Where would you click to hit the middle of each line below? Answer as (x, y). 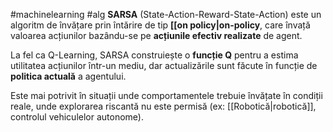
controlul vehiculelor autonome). (77, 117)
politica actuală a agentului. (68, 76)
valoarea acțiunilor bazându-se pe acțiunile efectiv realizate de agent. (156, 35)
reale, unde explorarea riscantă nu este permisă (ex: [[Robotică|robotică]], (163, 106)
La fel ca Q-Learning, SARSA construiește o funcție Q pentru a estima (154, 55)
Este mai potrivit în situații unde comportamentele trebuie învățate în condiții (166, 95)
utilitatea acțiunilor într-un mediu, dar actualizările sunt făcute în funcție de (164, 65)
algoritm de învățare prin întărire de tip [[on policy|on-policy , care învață (160, 25)
